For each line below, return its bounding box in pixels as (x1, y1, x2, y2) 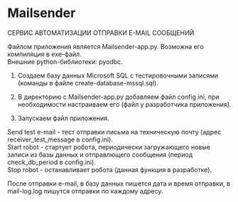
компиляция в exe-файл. (7, 50, 82, 58)
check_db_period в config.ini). (7, 158, 96, 166)
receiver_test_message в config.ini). (7, 135, 114, 144)
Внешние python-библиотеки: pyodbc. (7, 57, 123, 65)
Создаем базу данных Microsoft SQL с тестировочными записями (17, 71, 219, 80)
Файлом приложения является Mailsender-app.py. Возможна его (7, 42, 204, 51)
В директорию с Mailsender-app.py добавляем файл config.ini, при (17, 92, 220, 101)
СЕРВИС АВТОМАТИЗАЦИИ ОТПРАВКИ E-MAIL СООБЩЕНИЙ (7, 28, 195, 37)
